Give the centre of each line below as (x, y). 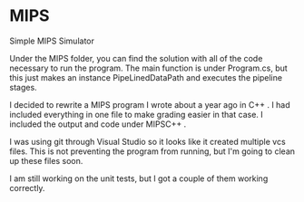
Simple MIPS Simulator (52, 41)
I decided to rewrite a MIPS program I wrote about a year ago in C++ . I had (150, 104)
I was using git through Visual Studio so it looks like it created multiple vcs (147, 141)
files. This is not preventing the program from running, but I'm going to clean (152, 151)
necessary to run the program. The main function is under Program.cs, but (148, 68)
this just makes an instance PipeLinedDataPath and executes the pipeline (146, 77)
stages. (24, 87)
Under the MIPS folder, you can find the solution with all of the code (136, 58)
